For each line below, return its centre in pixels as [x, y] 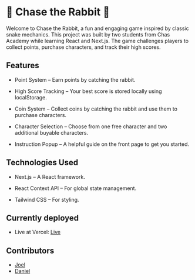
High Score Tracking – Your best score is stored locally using [88, 91]
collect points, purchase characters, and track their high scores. [83, 47]
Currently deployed [43, 218]
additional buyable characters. [51, 132]
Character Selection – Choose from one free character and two [91, 126]
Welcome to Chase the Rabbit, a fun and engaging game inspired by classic [97, 28]
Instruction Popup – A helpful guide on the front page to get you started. [102, 144]
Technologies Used [42, 163]
